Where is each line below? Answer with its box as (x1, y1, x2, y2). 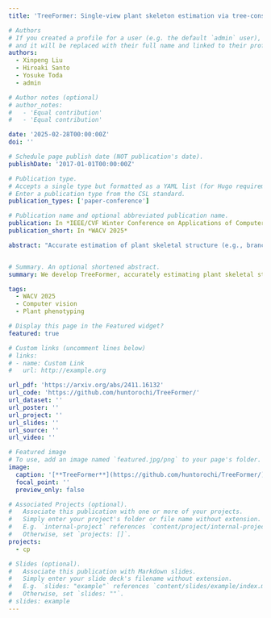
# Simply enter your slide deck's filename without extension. (8, 574, 232, 583)
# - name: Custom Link (8, 359, 85, 367)
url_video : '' (8, 433, 56, 442)
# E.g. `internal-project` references (8, 523, 147, 531)
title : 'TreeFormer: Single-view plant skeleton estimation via (8, 11, 229, 20)
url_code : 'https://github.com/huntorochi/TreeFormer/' (8, 389, 200, 397)
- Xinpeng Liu (15, 56, 63, 65)
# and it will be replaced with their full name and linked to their (8, 41, 248, 49)
